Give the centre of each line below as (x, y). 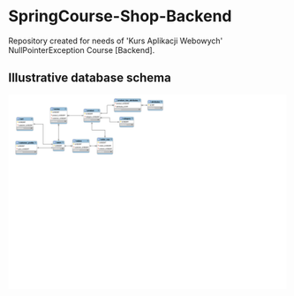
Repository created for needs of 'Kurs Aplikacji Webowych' (116, 41)
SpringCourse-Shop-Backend (120, 16)
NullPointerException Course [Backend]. (82, 49)
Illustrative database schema (90, 78)
